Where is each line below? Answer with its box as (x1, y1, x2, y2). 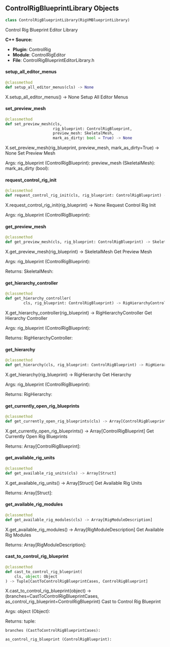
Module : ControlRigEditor (12, 52, 66, 58)
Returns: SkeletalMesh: (5, 268, 54, 274)
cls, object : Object (14, 574, 58, 579)
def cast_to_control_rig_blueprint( (5, 569, 82, 574)
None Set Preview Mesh (5, 150, 56, 156)
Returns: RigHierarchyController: (5, 335, 73, 341)
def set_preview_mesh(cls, (5, 121, 62, 126)
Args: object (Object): (5, 608, 51, 615)
